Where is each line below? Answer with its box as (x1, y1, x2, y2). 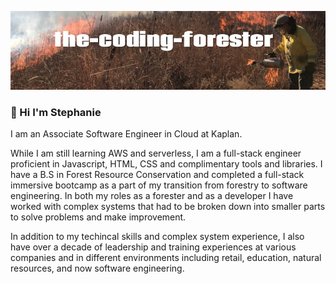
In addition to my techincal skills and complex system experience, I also (10, 231, 305, 243)
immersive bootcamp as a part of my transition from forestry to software (10, 179, 308, 191)
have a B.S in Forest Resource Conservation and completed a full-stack (10, 169, 305, 181)
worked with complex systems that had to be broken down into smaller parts (10, 201, 326, 213)
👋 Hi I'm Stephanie (10, 105, 102, 119)
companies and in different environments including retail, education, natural (10, 252, 322, 264)
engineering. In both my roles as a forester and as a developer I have (10, 190, 294, 202)
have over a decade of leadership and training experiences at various (10, 241, 297, 253)
